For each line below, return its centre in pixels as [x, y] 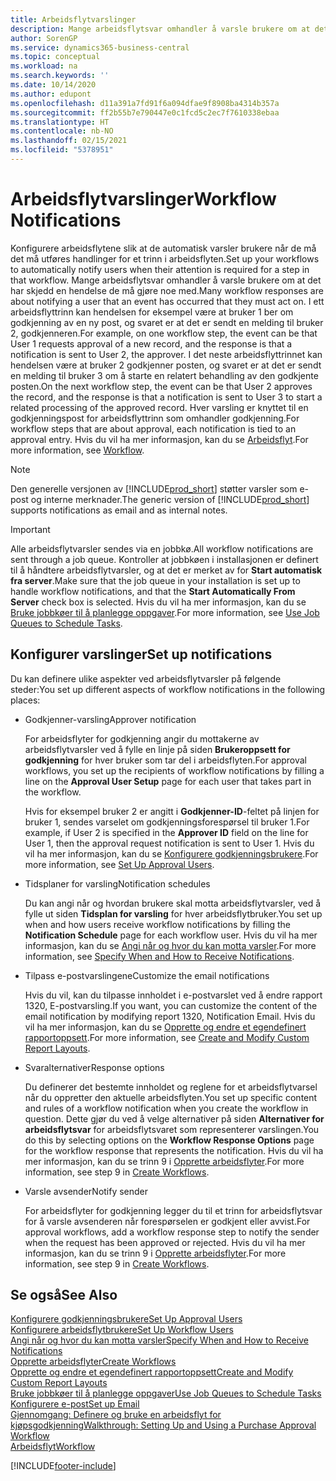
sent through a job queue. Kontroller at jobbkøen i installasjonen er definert [164, 559]
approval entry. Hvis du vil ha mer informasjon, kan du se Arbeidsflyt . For [159, 439]
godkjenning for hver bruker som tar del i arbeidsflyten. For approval [166, 760]
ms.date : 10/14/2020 [53, 85]
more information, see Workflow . [77, 450]
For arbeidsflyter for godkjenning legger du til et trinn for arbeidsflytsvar [173, 1210]
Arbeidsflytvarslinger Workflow [143, 199]
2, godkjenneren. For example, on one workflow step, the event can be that [164, 333]
